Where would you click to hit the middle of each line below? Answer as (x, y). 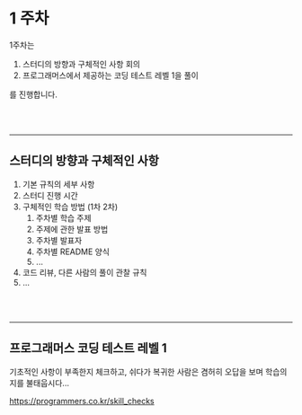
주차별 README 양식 (73, 252)
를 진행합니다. (34, 94)
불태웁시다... (48, 383)
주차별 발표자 (59, 240)
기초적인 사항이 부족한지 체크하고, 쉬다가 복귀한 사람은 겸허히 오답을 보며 (136, 371)
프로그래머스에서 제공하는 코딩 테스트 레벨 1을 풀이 (111, 75)
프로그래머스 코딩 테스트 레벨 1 (89, 348)
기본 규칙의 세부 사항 (58, 184)
